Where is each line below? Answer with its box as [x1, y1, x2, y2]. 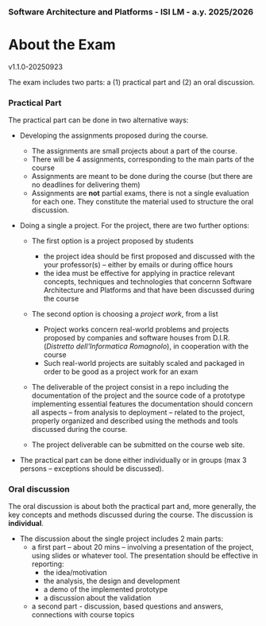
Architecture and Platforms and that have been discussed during [43, 286, 255, 295]
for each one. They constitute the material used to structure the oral [31, 197, 254, 207]
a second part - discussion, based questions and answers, [31, 601, 224, 611]
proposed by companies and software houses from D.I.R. [43, 333, 230, 343]
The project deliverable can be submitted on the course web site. [31, 440, 245, 449]
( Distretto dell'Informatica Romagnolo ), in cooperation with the [43, 341, 249, 352]
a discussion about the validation [43, 593, 152, 603]
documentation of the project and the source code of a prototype [31, 391, 245, 400]
